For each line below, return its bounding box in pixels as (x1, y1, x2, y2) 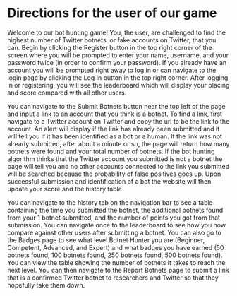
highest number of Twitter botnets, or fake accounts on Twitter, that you (7, 35, 217, 44)
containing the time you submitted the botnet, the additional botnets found (7, 206, 224, 214)
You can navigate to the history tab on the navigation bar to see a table (7, 198, 213, 206)
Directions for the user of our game (7, 5, 217, 21)
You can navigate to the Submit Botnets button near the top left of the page (7, 102, 226, 110)
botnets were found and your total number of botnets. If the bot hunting (7, 147, 215, 155)
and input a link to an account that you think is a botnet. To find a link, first (7, 109, 222, 118)
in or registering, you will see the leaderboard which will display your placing (7, 81, 230, 89)
